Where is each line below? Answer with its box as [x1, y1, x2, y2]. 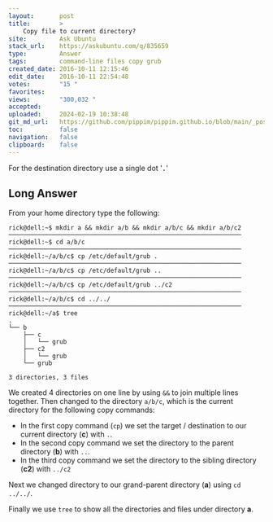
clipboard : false [8, 140, 79, 149]
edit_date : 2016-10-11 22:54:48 [8, 72, 129, 81]
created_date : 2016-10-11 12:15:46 [8, 65, 129, 73]
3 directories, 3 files [8, 374, 89, 382]
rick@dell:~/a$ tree [8, 309, 79, 318]
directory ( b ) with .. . [19, 447, 91, 457]
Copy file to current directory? [23, 27, 136, 35]
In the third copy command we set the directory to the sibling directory [19, 455, 258, 465]
